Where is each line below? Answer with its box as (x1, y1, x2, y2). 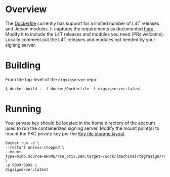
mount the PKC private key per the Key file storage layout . (5, 130, 126, 136)
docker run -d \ (5, 140, 39, 146)
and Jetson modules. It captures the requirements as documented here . (5, 25, 155, 31)
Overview (5, 4, 47, 15)
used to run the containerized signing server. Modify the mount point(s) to (5, 125, 160, 131)
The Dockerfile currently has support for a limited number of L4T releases (5, 20, 159, 26)
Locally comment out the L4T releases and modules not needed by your (5, 37, 156, 43)
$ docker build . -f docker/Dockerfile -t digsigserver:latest (5, 86, 142, 91)
